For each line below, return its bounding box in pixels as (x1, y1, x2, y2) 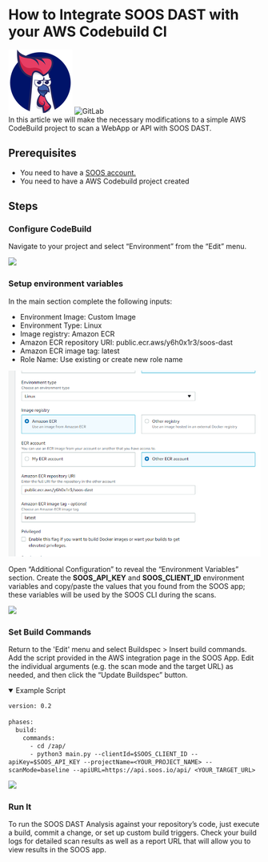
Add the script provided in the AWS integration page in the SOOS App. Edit (8, 653, 254, 663)
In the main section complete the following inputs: (8, 296, 173, 306)
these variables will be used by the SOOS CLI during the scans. (8, 590, 217, 599)
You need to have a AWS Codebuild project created (19, 176, 190, 186)
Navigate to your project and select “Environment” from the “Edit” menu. (8, 242, 247, 252)
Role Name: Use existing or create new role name (19, 354, 183, 364)
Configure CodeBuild (8, 224, 92, 235)
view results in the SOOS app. (8, 845, 106, 855)
